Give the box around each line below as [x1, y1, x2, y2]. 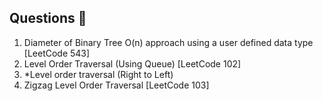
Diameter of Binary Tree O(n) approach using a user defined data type [23, 36, 314, 48]
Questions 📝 [9, 10, 87, 27]
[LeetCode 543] [23, 47, 91, 59]
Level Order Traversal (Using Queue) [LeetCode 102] [23, 57, 242, 70]
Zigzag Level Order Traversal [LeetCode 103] [23, 79, 210, 91]
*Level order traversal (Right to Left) [23, 68, 174, 80]
